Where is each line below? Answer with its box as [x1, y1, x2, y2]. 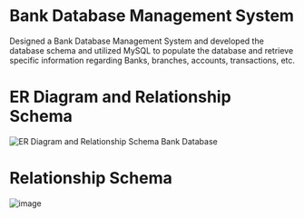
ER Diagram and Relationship [9, 87, 231, 107]
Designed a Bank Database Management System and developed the [9, 35, 265, 46]
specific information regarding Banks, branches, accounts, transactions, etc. [9, 54, 296, 65]
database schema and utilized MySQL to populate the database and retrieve [9, 45, 294, 55]
